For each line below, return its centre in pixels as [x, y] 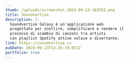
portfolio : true [22, 52]
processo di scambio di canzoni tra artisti [58, 34]
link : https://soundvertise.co [38, 43]
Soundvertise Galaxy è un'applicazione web [57, 24]
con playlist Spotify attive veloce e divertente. [65, 39]
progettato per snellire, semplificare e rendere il [67, 29]
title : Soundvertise [27, 15]
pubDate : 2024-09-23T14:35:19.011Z [43, 48]
